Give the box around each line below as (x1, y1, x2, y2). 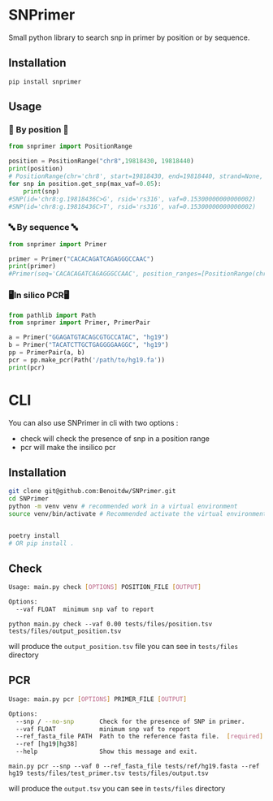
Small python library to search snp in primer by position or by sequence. (8, 32, 250, 42)
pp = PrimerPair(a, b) (8, 349, 85, 357)
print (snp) (23, 187, 60, 196)
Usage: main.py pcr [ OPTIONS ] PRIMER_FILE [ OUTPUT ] (8, 695, 187, 704)
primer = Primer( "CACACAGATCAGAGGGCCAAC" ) (8, 254, 154, 263)
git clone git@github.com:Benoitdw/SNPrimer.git (8, 487, 176, 496)
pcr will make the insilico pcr (19, 442, 116, 452)
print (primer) (8, 262, 57, 271)
